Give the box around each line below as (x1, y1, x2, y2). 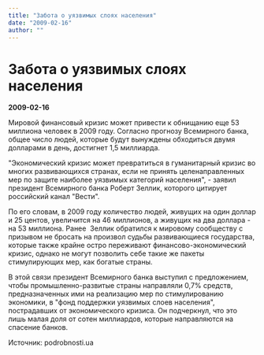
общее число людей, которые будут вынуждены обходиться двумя (8, 135, 236, 144)
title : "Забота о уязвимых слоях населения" (8, 11, 157, 20)
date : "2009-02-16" (8, 19, 73, 27)
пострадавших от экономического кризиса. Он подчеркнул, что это (8, 306, 238, 316)
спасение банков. (8, 323, 69, 332)
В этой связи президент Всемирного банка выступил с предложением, (8, 272, 249, 282)
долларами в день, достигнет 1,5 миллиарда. (8, 143, 160, 153)
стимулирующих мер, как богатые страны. (8, 257, 153, 267)
